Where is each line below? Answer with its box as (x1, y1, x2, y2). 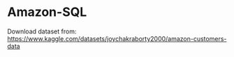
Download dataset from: (7, 27, 77, 35)
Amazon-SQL (7, 4, 87, 20)
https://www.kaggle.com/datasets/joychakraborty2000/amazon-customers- (7, 34, 227, 42)
